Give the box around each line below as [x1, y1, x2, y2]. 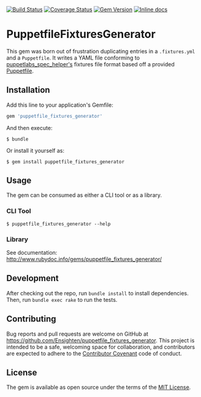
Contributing [6, 314, 56, 325]
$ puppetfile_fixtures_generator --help [6, 221, 112, 227]
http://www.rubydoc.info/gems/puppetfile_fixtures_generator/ [6, 255, 162, 263]
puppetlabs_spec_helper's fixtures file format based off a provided [6, 60, 175, 67]
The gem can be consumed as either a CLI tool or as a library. [6, 191, 162, 199]
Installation [6, 85, 50, 95]
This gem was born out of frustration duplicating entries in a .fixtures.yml [6, 47, 195, 55]
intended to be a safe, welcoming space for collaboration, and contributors [6, 343, 195, 350]
